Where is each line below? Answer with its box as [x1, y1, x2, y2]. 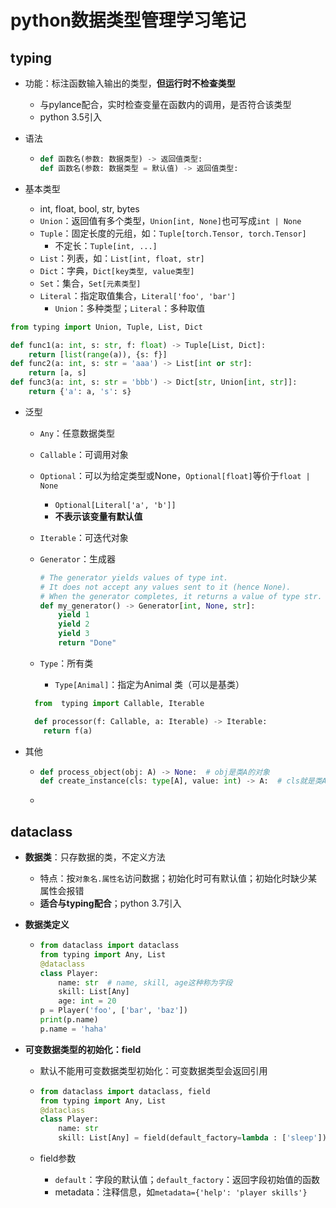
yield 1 [58, 610, 90, 620]
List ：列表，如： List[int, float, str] [39, 252, 205, 264]
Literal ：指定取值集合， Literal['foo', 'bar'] [39, 289, 237, 301]
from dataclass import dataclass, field [39, 1086, 211, 1096]
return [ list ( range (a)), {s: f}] [28, 349, 168, 360]
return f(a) [43, 726, 93, 736]
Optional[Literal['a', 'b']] [54, 500, 177, 510]
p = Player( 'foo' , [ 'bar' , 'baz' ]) [39, 1006, 188, 1016]
